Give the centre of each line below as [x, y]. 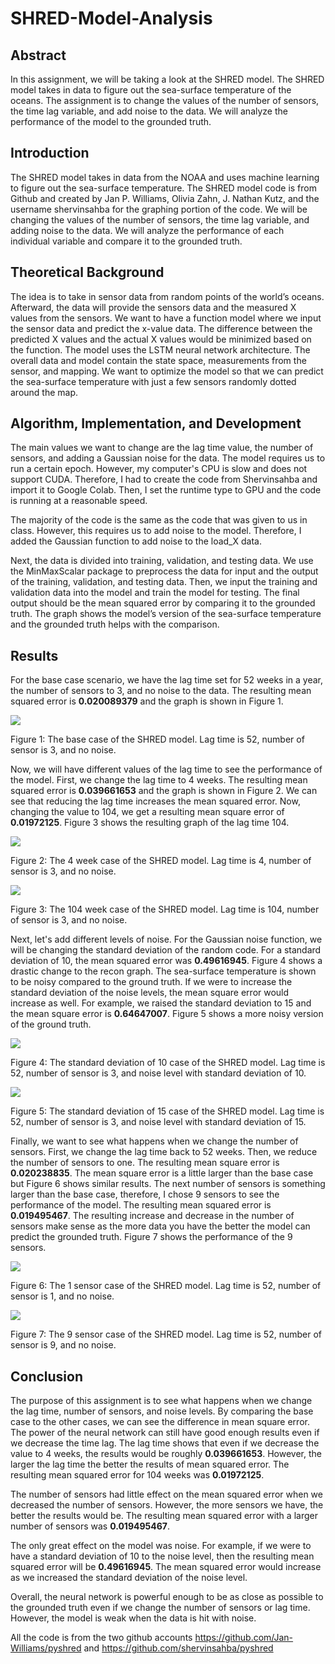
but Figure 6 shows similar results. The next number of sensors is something [168, 1184]
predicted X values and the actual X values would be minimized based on [161, 339]
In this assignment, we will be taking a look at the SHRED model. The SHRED [167, 79]
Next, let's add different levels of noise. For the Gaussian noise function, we [166, 939]
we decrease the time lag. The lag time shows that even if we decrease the [165, 1443]
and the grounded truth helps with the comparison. [115, 624]
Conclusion [47, 1376]
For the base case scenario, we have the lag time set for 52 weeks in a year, [167, 680]
